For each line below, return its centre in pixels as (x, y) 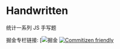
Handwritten (37, 11)
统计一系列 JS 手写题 (31, 27)
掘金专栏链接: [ (24, 40)
